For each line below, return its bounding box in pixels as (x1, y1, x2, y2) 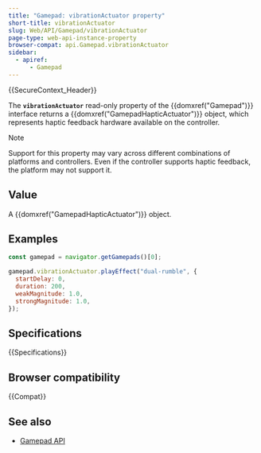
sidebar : (8, 48, 37, 56)
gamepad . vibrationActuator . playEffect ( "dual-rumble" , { (8, 268, 197, 276)
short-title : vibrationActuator (8, 19, 115, 27)
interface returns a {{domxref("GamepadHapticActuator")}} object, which (8, 109, 249, 118)
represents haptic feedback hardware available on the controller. (8, 117, 220, 127)
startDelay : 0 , (15, 275, 66, 283)
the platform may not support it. (8, 165, 113, 175)
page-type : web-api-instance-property (8, 33, 137, 42)
